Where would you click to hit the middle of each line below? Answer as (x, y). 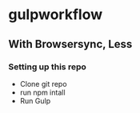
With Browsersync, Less (70, 44)
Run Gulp (35, 100)
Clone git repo (43, 84)
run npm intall (42, 92)
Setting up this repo (47, 67)
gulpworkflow (55, 15)
